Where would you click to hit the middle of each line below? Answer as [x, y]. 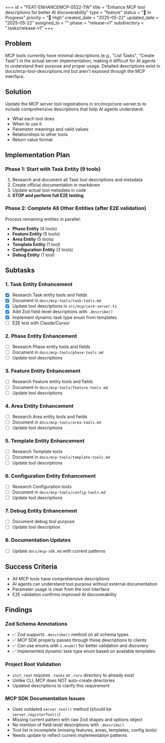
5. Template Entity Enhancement [45, 441]
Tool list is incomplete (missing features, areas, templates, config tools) [84, 730]
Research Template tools [37, 452]
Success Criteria [31, 567]
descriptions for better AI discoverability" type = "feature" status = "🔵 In [78, 12]
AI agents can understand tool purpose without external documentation [85, 584]
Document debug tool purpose [43, 522]
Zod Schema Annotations [36, 624]
